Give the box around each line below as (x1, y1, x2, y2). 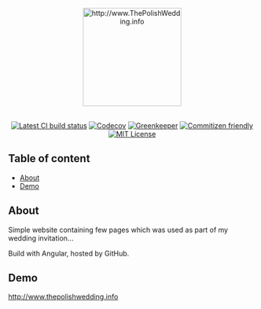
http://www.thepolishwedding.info (8, 292, 119, 302)
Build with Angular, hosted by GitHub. (8, 248, 130, 258)
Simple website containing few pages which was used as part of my (8, 225, 229, 234)
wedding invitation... (8, 233, 74, 243)
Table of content (8, 152, 90, 165)
